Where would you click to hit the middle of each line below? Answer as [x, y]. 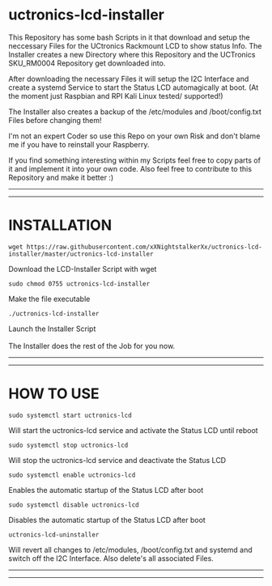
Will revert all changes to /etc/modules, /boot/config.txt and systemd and [130, 550]
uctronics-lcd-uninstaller [54, 535]
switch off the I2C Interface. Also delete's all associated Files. [111, 558]
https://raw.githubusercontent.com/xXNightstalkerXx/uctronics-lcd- [144, 247]
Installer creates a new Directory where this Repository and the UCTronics [132, 54]
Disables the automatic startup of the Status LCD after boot [107, 520]
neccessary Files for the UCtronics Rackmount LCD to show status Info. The [135, 45]
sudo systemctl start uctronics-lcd [70, 415]
